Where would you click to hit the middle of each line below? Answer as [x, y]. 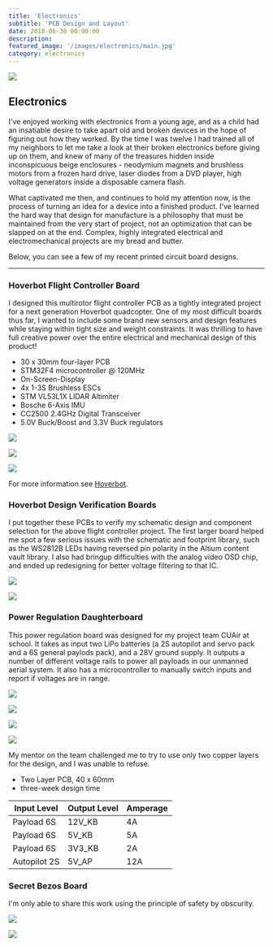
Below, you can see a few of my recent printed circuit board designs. [123, 256]
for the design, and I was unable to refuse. [79, 763]
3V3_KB [83, 848]
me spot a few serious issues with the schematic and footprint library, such [134, 540]
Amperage [147, 808]
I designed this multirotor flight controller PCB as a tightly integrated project [135, 303]
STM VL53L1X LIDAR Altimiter [69, 397]
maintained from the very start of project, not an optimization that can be [130, 224]
